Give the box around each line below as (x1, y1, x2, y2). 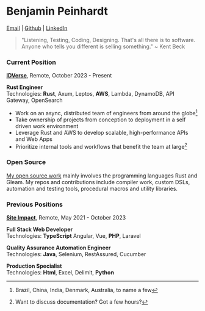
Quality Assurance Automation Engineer (6, 244, 111, 251)
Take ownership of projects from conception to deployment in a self (15, 116, 186, 123)
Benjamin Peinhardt (6, 4, 109, 18)
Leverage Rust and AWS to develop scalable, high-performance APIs (15, 129, 189, 136)
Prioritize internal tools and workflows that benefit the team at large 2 (15, 141, 188, 150)
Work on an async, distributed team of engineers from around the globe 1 (15, 109, 198, 116)
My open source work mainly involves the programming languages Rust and (6, 172, 198, 179)
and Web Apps (15, 135, 53, 143)
